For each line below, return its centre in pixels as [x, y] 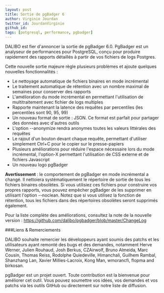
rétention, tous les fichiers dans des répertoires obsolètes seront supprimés [82, 200]
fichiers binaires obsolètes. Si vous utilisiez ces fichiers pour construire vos [81, 185]
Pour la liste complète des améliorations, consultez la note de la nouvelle [78, 215]
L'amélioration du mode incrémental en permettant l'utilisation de [78, 97]
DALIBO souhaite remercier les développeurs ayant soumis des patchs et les [82, 239]
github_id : [16, 28]
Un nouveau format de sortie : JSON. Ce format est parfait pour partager [85, 118]
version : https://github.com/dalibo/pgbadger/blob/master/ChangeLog [76, 220]
